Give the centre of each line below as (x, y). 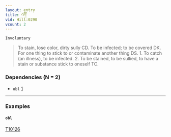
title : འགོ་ (16, 15)
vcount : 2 (16, 24)
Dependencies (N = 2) (33, 77)
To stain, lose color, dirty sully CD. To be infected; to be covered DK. (89, 48)
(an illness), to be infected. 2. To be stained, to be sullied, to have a (88, 59)
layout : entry (20, 10)
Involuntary (18, 38)
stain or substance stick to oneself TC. (58, 64)
